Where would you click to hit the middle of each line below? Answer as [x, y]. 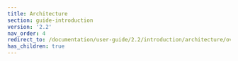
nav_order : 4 [27, 33]
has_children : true [36, 46]
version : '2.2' [30, 27]
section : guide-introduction [50, 20]
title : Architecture [38, 14]
